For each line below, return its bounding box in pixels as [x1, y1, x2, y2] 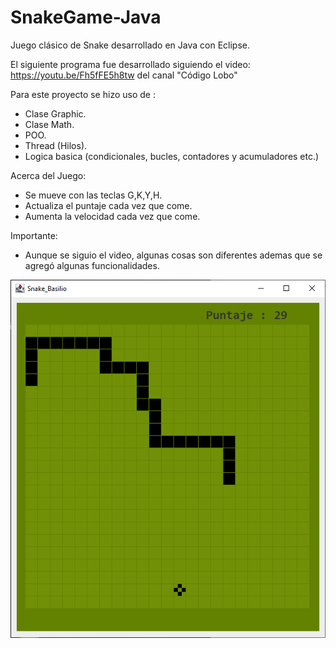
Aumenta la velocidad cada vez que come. [24, 210, 201, 222]
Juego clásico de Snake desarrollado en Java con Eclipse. [10, 39, 250, 51]
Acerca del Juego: [10, 169, 87, 181]
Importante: [10, 229, 58, 241]
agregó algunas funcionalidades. [24, 259, 160, 271]
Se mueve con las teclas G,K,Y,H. [24, 189, 163, 201]
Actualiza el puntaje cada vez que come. [24, 199, 193, 211]
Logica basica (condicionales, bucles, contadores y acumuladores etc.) [24, 150, 320, 162]
